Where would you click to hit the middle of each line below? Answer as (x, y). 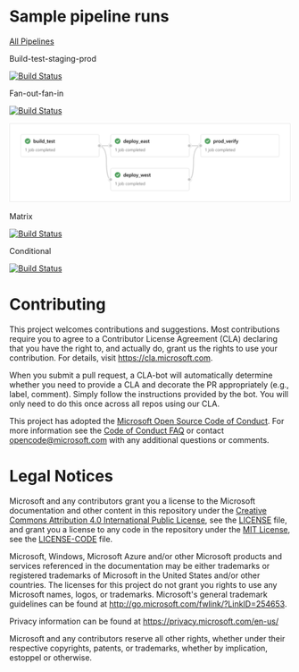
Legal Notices (61, 476)
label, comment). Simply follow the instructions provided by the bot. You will (149, 394)
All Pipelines (32, 41)
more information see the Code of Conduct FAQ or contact (117, 430)
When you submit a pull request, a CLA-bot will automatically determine (141, 375)
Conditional (30, 251)
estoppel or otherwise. (50, 657)
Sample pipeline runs (89, 17)
